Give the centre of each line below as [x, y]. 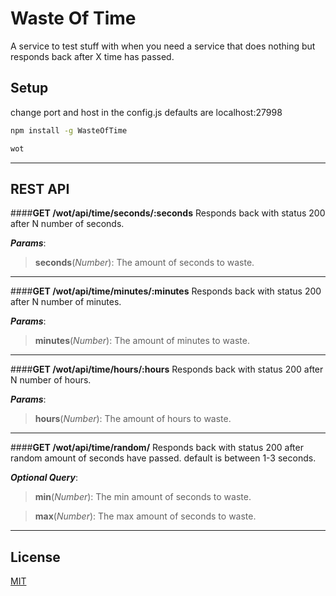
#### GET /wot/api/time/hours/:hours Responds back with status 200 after [167, 369]
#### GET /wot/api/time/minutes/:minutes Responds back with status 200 [166, 291]
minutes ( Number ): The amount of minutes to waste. [142, 341]
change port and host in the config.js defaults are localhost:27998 [146, 112]
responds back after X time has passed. [92, 56]
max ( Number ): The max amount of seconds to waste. [145, 516]
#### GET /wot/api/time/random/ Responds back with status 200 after [157, 448]
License [35, 557]
